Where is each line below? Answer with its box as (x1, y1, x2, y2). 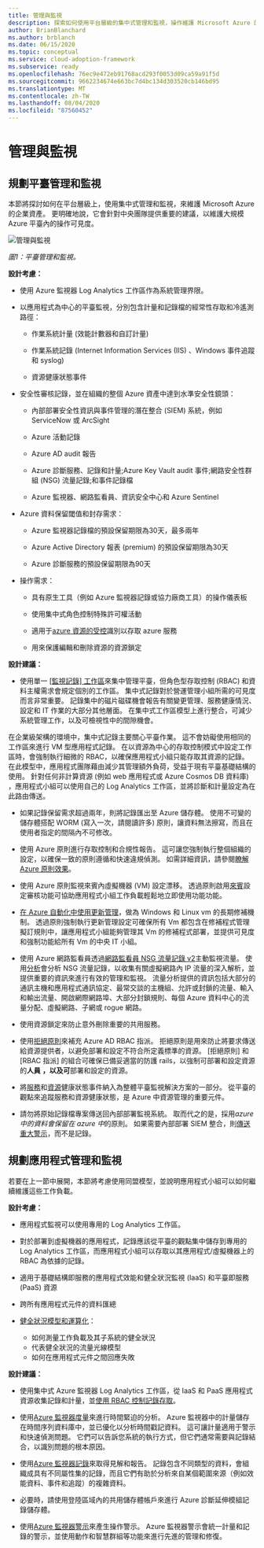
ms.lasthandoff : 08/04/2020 (8, 99, 101, 107)
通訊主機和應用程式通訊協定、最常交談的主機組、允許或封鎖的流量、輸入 (19, 983, 254, 992)
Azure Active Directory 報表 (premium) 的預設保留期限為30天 (31, 542, 229, 552)
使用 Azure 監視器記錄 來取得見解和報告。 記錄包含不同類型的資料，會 (19, 1458, 243, 1468)
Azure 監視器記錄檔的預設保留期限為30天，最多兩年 (31, 526, 199, 535)
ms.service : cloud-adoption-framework (8, 56, 135, 64)
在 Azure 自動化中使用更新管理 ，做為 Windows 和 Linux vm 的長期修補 (19, 907, 247, 917)
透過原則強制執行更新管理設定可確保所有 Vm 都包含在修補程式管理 (35, 918, 250, 926)
